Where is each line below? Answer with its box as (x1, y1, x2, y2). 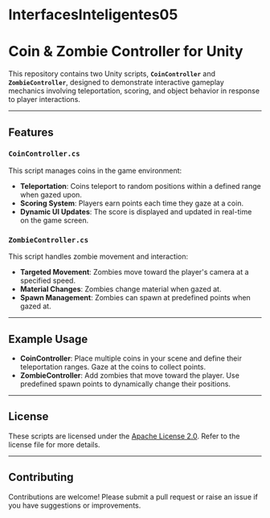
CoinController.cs (8, 149, 80, 158)
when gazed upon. (19, 190, 83, 199)
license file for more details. (8, 439, 100, 449)
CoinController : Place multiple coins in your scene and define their (19, 353, 243, 363)
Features (8, 125, 54, 139)
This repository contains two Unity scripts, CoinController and (8, 69, 215, 79)
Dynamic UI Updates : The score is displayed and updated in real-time (19, 206, 252, 216)
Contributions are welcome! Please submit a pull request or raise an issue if (8, 491, 259, 501)
